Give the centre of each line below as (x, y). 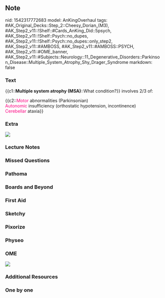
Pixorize (15, 227)
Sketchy (15, 213)
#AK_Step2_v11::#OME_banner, (37, 51)
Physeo (14, 240)
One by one (19, 290)
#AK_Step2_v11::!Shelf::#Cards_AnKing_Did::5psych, (58, 30)
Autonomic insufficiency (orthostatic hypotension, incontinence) (71, 106)
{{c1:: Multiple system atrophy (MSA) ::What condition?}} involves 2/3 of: (79, 91)
